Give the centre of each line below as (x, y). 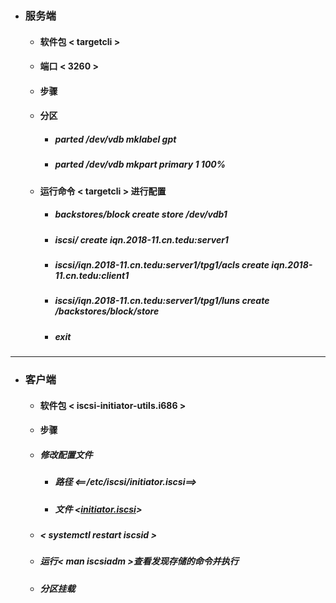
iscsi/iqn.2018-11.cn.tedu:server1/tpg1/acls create (162, 264)
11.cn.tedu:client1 (92, 275)
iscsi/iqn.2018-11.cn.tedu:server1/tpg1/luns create (162, 301)
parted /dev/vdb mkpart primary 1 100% (140, 164)
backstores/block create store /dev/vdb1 (141, 214)
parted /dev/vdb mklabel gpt (115, 139)
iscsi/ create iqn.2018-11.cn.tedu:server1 (141, 239)
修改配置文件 (66, 454)
